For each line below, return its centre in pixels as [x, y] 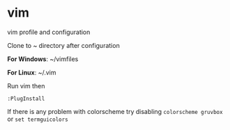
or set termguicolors [38, 119]
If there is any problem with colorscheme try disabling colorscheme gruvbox [115, 111]
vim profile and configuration [49, 32]
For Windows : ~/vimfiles [43, 59]
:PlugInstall [26, 99]
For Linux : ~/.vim [32, 72]
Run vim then [26, 86]
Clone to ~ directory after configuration [63, 45]
